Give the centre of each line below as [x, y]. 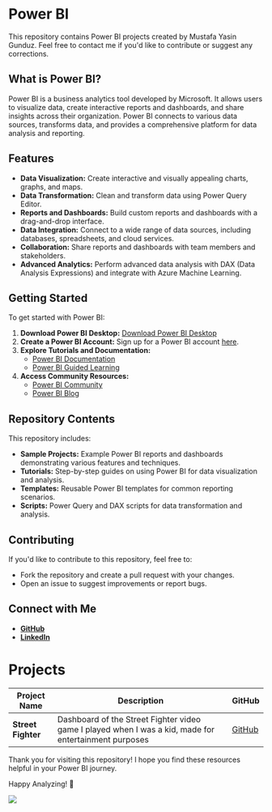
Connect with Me [53, 609]
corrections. [29, 53]
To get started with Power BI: [57, 317]
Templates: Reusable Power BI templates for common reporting [126, 489]
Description [140, 700]
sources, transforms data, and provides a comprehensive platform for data [133, 124]
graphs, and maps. [51, 186]
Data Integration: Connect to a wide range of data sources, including [136, 230]
